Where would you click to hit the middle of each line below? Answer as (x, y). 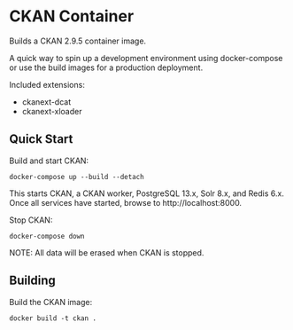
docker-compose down (47, 236)
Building (32, 281)
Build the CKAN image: (51, 302)
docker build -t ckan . (53, 318)
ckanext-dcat (46, 102)
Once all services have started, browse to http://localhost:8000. (125, 202)
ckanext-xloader (52, 111)
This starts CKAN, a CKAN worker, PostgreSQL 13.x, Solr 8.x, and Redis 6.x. (147, 193)
